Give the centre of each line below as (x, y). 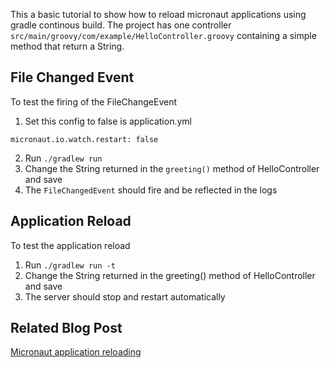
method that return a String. (67, 46)
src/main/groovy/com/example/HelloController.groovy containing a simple (163, 35)
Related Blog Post (66, 328)
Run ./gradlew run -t (70, 265)
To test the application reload (70, 245)
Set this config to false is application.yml (108, 121)
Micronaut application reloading (76, 352)
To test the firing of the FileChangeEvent (93, 101)
